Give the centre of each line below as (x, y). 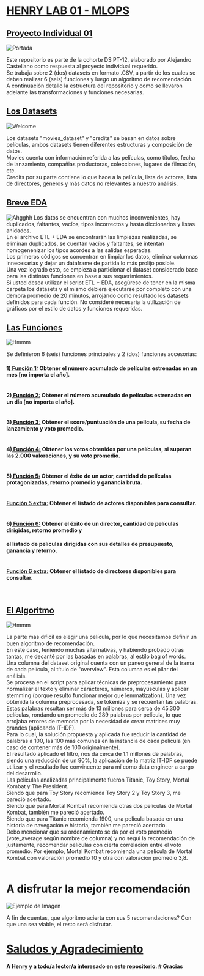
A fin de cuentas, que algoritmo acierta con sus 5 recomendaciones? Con (99, 918)
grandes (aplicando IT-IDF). (41, 728)
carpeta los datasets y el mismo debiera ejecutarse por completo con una (99, 289)
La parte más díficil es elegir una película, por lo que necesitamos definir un (102, 637)
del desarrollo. (24, 774)
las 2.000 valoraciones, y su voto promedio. (64, 456)
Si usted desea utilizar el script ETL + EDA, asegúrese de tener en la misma (101, 283)
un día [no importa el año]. (41, 402)
